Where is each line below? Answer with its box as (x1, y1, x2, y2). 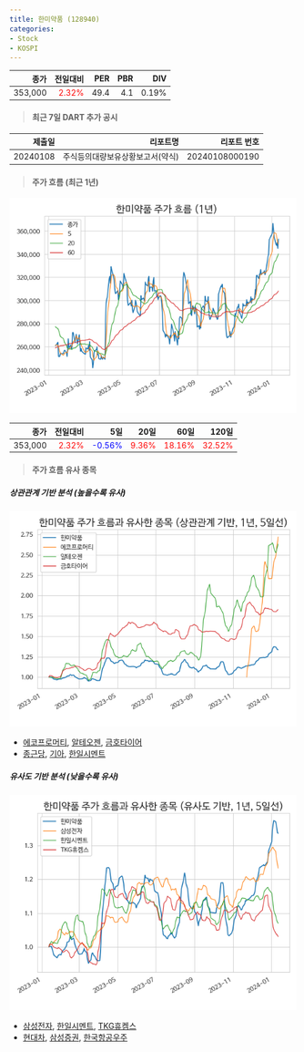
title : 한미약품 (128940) (9, 15, 100, 24)
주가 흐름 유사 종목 (31, 465, 97, 475)
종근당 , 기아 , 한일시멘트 (22, 748, 106, 758)
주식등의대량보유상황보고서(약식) (62, 151, 179, 162)
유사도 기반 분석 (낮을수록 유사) (9, 770, 119, 781)
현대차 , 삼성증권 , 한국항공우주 (22, 1031, 128, 1043)
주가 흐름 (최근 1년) (31, 176, 99, 187)
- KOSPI (9, 44, 39, 53)
